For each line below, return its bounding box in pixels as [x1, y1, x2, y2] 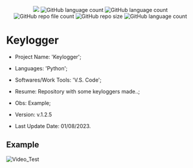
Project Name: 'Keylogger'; [14, 53, 82, 60]
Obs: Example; [14, 99, 51, 107]
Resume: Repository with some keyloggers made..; [14, 88, 140, 95]
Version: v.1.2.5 [14, 111, 53, 118]
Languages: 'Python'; [14, 64, 68, 71]
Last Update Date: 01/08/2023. [14, 122, 91, 129]
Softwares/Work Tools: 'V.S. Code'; [14, 76, 102, 83]
